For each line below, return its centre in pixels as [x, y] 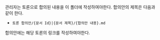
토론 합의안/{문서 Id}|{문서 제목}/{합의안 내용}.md [59, 23]
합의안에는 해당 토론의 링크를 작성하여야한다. [48, 33]
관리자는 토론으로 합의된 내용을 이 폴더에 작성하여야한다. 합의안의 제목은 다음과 [80, 7]
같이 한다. [14, 13]
